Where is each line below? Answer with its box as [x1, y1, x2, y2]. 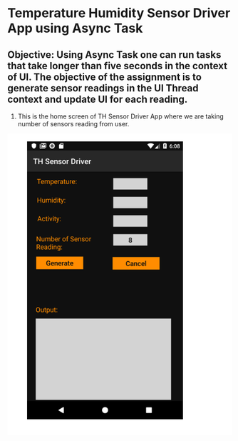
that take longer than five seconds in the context [7, 59, 228, 72]
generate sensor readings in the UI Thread [7, 82, 199, 94]
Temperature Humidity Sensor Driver [7, 5, 231, 21]
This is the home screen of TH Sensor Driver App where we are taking [17, 112, 224, 121]
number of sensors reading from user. [17, 120, 130, 128]
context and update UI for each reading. [7, 93, 188, 105]
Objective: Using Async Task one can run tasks [7, 49, 222, 61]
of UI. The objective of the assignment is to [7, 71, 202, 83]
